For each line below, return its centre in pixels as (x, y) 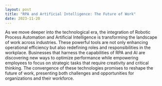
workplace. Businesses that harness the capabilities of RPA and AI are (75, 53)
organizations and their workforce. (40, 78)
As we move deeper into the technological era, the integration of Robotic (78, 32)
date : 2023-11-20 (23, 18)
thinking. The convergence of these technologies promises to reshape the (79, 68)
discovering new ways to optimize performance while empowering (72, 58)
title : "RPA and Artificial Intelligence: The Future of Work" (71, 14)
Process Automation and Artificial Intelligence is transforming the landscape (81, 37)
